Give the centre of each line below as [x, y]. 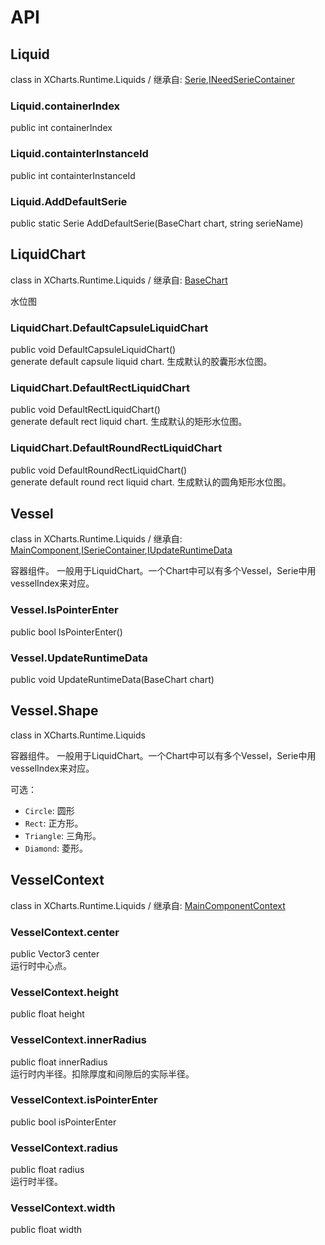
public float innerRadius [59, 1062]
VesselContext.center [65, 932]
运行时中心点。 [41, 965]
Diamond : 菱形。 [56, 848]
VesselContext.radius [64, 1148]
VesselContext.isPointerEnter [84, 1100]
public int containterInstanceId [73, 175]
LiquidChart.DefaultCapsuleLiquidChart [109, 328]
